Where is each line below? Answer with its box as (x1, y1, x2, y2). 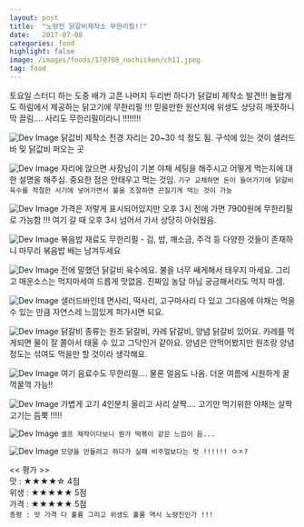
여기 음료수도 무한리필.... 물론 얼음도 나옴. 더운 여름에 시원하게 (60, 367, 280, 378)
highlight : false (9, 47, 75, 56)
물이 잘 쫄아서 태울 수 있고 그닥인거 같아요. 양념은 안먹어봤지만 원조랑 (33, 337, 279, 348)
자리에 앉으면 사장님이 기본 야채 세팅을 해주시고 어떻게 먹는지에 (60, 163, 284, 174)
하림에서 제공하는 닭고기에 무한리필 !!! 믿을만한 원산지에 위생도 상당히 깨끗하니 (18, 101, 295, 112)
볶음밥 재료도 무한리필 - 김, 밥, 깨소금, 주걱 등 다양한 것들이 (60, 234, 270, 244)
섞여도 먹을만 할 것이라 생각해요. (33, 348, 148, 359)
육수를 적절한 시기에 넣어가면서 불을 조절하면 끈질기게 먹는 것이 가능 (9, 185, 233, 195)
